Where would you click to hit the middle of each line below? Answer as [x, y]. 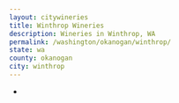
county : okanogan [41, 58]
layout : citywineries [49, 17]
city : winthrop [37, 67]
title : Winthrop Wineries [56, 26]
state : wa [27, 50]
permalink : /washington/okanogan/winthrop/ [90, 42]
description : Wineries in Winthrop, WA [82, 33]
